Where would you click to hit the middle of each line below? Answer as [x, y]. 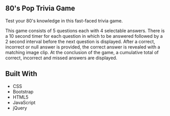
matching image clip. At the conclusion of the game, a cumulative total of [82, 52]
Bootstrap [23, 91]
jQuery [20, 108]
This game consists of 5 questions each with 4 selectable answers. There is [85, 31]
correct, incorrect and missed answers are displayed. [61, 58]
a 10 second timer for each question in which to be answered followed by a [84, 36]
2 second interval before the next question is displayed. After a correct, [80, 41]
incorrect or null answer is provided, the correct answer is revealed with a [83, 47]
